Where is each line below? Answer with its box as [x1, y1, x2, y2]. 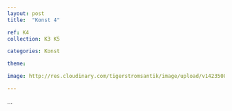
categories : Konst [7, 48, 60, 55]
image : [7, 73, 26, 80]
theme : [7, 60, 26, 68]
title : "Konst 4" [7, 17, 60, 23]
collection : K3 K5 [7, 35, 60, 42]
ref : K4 [7, 29, 30, 36]
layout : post [7, 10, 45, 17]
